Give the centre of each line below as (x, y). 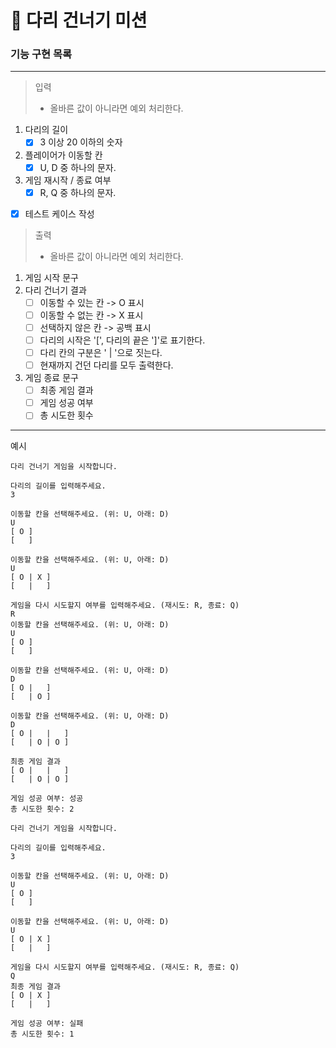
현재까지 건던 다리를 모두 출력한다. (106, 365)
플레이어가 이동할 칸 (63, 155)
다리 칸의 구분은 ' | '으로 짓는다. (101, 352)
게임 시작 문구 (51, 277)
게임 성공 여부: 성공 (47, 799)
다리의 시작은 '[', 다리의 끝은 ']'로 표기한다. (122, 340)
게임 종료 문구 (51, 378)
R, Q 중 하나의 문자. (78, 192)
